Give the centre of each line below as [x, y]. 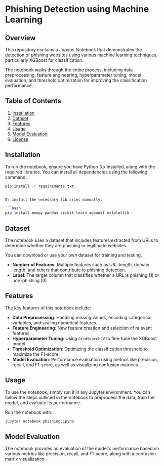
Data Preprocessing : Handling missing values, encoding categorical [82, 317]
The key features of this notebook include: [48, 308]
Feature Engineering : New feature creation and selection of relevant [82, 328]
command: [16, 177]
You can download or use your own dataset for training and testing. [74, 255]
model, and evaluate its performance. [43, 402]
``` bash [13, 209]
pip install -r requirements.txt [40, 186]
